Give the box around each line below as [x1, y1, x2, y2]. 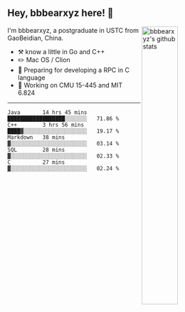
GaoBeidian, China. [7, 33, 64, 42]
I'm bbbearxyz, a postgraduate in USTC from [7, 26, 139, 34]
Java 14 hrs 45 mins [7, 108, 88, 116]
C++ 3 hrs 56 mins [7, 121, 84, 128]
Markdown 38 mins [7, 133, 65, 141]
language [17, 73, 46, 82]
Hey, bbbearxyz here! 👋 [7, 7, 114, 19]
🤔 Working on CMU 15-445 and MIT [17, 80, 123, 89]
